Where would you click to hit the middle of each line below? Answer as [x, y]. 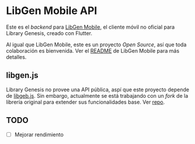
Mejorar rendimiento [39, 134]
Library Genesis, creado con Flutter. [49, 33]
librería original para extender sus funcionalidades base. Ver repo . [86, 102]
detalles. [16, 57]
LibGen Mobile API [52, 11]
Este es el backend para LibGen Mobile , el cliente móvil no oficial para [90, 27]
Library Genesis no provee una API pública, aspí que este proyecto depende [98, 90]
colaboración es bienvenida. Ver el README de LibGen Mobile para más [93, 50]
